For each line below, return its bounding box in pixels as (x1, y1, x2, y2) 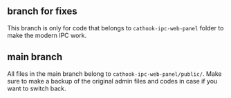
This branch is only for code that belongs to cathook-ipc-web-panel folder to (7, 23, 224, 32)
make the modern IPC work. (7, 31, 87, 39)
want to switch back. (7, 84, 67, 92)
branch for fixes (7, 6, 77, 17)
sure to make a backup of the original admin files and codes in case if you (7, 77, 218, 85)
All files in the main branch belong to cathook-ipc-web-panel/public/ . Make (7, 69, 223, 78)
